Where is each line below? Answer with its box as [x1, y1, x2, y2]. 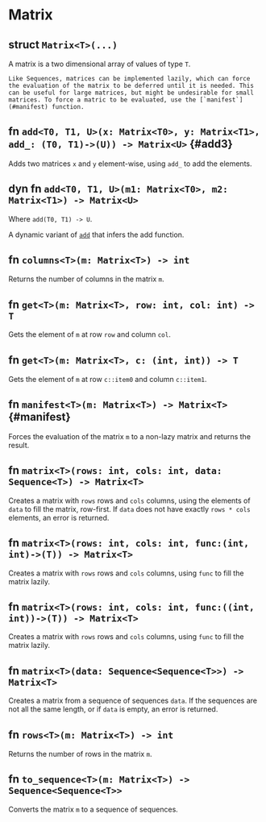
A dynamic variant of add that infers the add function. [8, 230, 185, 239]
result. [8, 440, 30, 450]
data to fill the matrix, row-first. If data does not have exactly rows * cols [8, 504, 251, 513]
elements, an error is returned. [8, 513, 110, 522]
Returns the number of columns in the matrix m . [8, 274, 164, 284]
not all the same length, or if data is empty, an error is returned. [8, 704, 218, 714]
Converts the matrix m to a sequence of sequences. [8, 804, 179, 814]
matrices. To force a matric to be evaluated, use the [8, 96, 197, 104]
